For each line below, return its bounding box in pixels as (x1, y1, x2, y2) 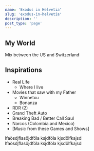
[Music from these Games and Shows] (12, 126, 89, 131)
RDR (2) (12, 105, 28, 110)
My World (5, 39, 36, 47)
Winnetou (19, 94, 39, 100)
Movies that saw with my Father (12, 89, 76, 95)
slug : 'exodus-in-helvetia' (5, 12, 62, 17)
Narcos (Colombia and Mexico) (12, 120, 75, 126)
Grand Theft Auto (12, 110, 47, 116)
